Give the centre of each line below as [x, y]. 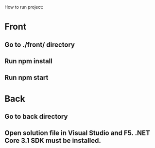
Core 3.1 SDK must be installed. [53, 141]
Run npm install [29, 61]
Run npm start [26, 78]
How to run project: [24, 7]
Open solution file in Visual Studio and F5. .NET [77, 133]
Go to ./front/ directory [40, 45]
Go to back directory [36, 116]
